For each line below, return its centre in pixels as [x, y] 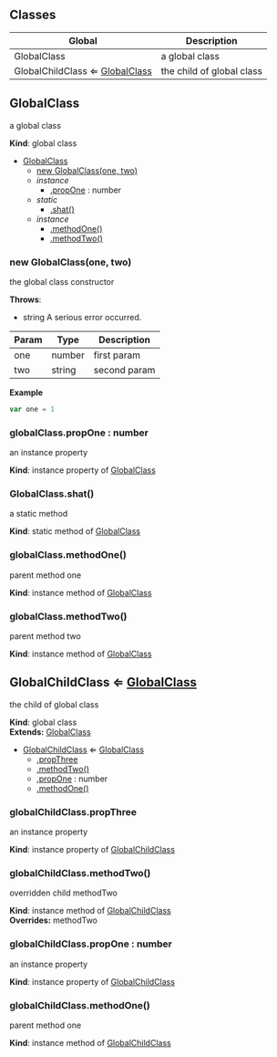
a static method [39, 514]
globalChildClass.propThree [73, 811]
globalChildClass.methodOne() [80, 1005]
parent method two [46, 636]
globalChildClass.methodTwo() [80, 874]
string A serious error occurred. [82, 317]
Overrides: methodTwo [54, 920]
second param [124, 370]
